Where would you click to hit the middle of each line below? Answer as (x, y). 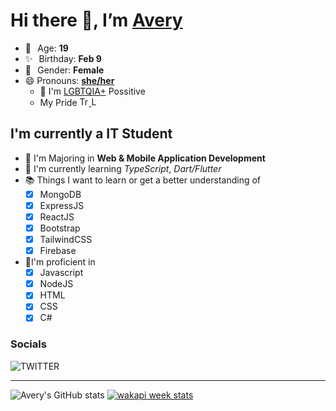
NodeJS (56, 284)
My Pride (58, 102)
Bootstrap (60, 228)
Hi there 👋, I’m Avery (96, 20)
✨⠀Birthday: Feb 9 (63, 58)
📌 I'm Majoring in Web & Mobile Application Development (145, 158)
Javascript (61, 273)
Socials (28, 344)
